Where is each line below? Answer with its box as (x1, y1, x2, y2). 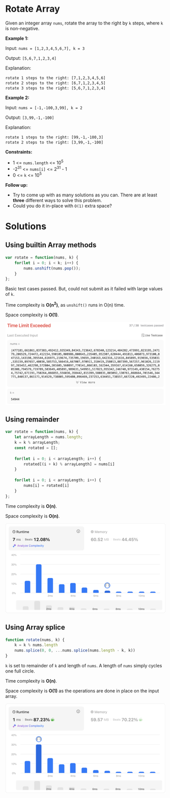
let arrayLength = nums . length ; (14, 435, 83, 440)
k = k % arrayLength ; (14, 440, 60, 445)
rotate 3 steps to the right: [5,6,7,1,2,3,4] (5, 85, 106, 91)
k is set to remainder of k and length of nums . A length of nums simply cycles (5, 663, 162, 669)
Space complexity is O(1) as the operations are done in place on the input (5, 688, 159, 694)
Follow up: (5, 182, 28, 188)
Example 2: (5, 94, 30, 101)
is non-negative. (5, 25, 40, 31)
